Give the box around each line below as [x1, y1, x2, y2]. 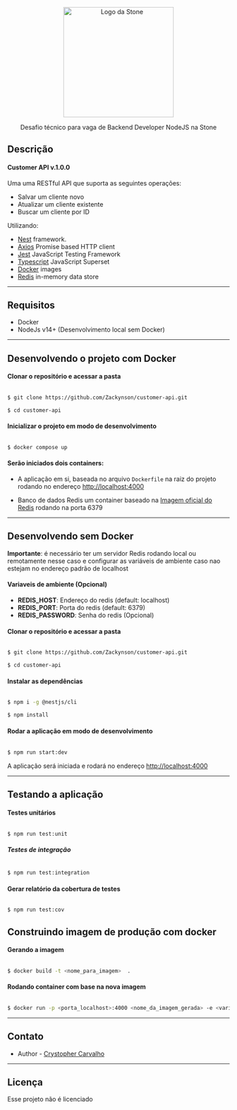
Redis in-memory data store [17, 272, 99, 281]
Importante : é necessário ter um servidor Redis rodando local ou [7, 549, 196, 557]
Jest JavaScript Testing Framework [17, 250, 121, 258]
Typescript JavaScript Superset [17, 257, 110, 266]
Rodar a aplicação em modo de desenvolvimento [7, 726, 153, 735]
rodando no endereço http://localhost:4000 [17, 482, 145, 491]
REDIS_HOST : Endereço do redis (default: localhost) [17, 596, 170, 604]
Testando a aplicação [7, 788, 104, 800]
